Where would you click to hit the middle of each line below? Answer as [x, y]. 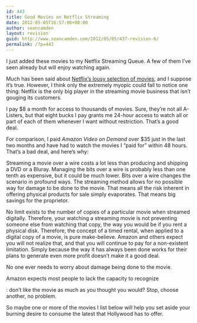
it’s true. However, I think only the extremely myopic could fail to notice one [97, 85]
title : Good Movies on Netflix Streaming [58, 17]
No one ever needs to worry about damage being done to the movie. [89, 267]
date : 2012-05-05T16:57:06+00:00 [47, 22]
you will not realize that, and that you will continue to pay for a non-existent [97, 243]
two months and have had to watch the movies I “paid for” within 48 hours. [97, 145]
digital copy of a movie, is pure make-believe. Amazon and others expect [95, 237]
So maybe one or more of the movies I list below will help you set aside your [98, 307]
